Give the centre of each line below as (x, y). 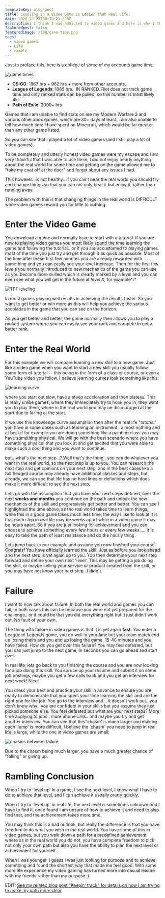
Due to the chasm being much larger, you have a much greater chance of (79, 751)
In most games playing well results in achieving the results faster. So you (79, 299)
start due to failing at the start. (36, 413)
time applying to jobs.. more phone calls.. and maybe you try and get (75, 716)
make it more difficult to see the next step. (48, 484)
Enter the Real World (48, 349)
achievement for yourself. (31, 851)
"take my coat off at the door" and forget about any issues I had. (70, 169)
